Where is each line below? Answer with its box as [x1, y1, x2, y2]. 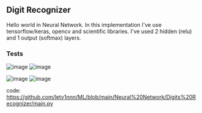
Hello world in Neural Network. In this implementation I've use [6, 21, 162, 28]
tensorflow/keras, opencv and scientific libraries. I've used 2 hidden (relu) [6, 27, 192, 35]
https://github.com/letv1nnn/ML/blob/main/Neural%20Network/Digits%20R [6, 93, 197, 101]
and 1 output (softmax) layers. [6, 34, 81, 42]
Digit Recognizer [6, 5, 71, 15]
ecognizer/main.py [6, 100, 54, 108]
